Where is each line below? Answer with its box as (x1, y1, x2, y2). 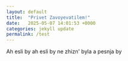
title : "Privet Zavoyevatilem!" (6, 14, 91, 21)
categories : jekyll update (6, 25, 74, 32)
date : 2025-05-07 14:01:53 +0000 (6, 20, 96, 26)
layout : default (6, 8, 47, 15)
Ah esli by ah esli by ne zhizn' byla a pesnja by (6, 48, 122, 55)
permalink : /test (6, 31, 50, 37)
